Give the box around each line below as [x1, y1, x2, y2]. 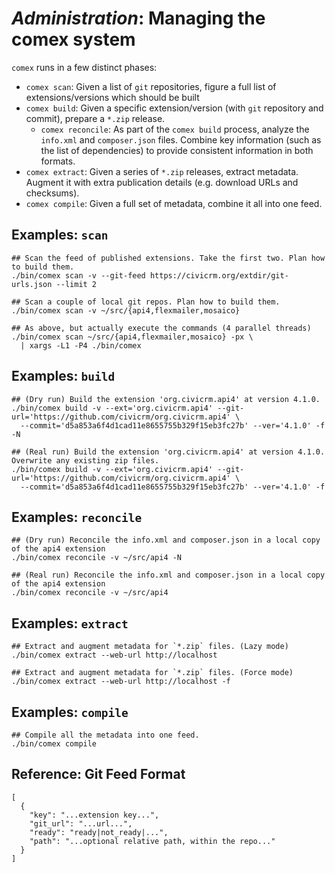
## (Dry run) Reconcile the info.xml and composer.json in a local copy [11, 535, 321, 546]
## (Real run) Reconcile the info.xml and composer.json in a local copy [11, 570, 326, 581]
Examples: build [11, 368, 116, 385]
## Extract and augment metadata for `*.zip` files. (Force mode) [11, 668, 294, 678]
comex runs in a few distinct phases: [11, 61, 158, 73]
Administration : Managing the [11, 7, 266, 30]
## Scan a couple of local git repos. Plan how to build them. [11, 297, 281, 307]
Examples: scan [11, 227, 109, 244]
